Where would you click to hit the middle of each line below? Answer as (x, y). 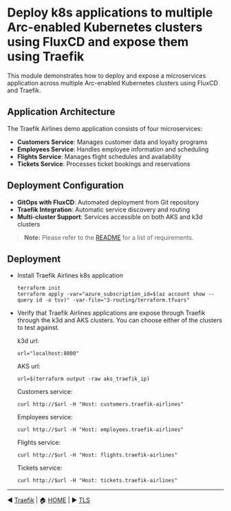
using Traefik (46, 57)
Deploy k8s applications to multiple (110, 13)
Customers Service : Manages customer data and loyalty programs (112, 142)
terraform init (39, 288)
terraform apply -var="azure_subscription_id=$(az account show (111, 294)
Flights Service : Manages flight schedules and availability (99, 156)
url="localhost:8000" (48, 354)
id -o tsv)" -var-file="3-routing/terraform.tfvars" (113, 300)
